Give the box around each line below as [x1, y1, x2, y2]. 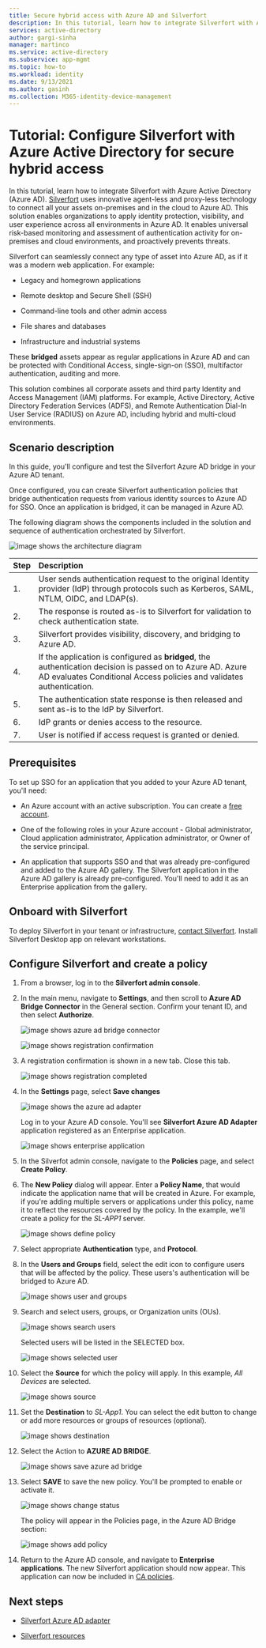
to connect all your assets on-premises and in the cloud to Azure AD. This [9, 203, 249, 213]
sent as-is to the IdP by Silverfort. [38, 704, 164, 715]
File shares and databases [20, 322, 107, 331]
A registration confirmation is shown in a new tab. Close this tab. [20, 1056, 231, 1065]
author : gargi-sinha [9, 33, 77, 42]
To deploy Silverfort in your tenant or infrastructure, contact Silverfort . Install [9, 926, 258, 935]
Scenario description [9, 440, 114, 454]
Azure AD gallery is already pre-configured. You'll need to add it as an [20, 873, 249, 883]
